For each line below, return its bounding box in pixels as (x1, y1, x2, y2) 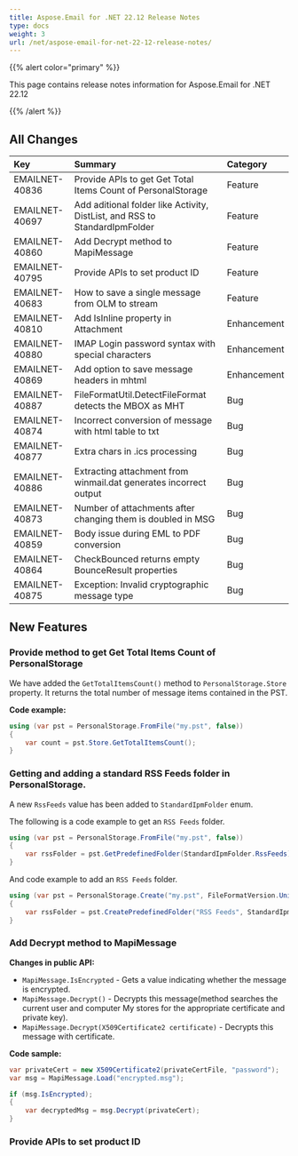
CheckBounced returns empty (74, 553, 200, 565)
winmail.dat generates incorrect (74, 476, 207, 489)
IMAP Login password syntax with (74, 338, 216, 350)
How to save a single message (74, 286, 201, 299)
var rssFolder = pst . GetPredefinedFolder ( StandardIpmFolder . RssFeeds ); (25, 849, 295, 858)
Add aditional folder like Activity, (74, 199, 209, 211)
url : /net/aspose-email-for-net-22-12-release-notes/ (9, 37, 213, 47)
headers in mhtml (74, 374, 147, 387)
